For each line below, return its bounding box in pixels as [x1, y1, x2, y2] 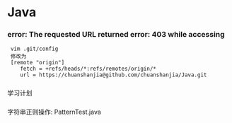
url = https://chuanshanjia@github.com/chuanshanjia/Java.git [20, 71, 207, 78]
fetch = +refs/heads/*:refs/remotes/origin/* [20, 65, 157, 73]
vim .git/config [10, 45, 59, 53]
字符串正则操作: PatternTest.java [7, 107, 101, 117]
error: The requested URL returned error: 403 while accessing [7, 30, 225, 40]
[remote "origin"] [10, 59, 65, 66]
